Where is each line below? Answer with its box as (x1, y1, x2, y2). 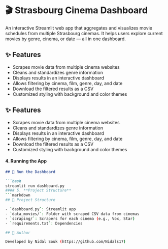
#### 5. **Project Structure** (5, 188, 72, 193)
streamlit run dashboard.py (5, 183, 65, 188)
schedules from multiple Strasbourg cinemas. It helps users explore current (5, 30, 163, 36)
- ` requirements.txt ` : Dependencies (5, 220, 83, 226)
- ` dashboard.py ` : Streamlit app (5, 207, 76, 212)
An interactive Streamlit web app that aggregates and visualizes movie (5, 24, 152, 31)
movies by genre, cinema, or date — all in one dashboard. (5, 36, 126, 42)
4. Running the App (5, 158, 47, 164)
